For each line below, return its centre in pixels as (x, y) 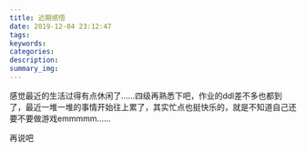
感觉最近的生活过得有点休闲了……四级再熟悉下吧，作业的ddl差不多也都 (142, 96)
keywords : (28, 43)
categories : (32, 52)
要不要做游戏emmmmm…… (60, 118)
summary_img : (34, 69)
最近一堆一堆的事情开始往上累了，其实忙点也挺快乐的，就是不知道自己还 (161, 106)
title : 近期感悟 (37, 18)
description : (34, 60)
